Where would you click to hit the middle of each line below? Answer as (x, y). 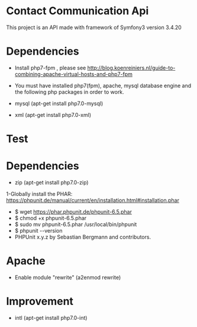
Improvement (40, 301)
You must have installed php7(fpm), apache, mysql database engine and (103, 85)
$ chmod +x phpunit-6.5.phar (51, 218)
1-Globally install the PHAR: (39, 194)
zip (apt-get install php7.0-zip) (51, 182)
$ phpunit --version (38, 231)
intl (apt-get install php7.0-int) (51, 318)
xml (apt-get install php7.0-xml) (53, 115)
